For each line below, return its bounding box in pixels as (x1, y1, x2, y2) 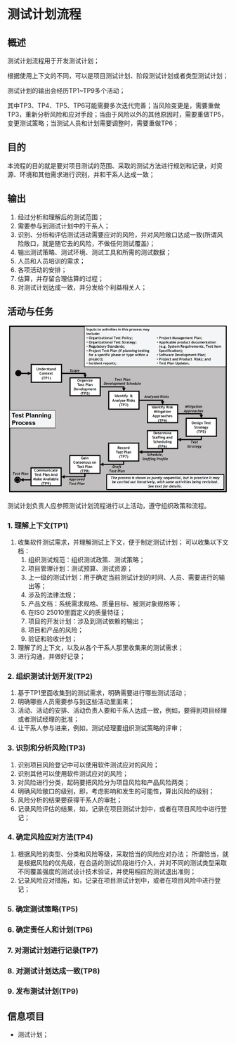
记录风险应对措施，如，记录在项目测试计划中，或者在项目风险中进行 (17, 876, 215, 884)
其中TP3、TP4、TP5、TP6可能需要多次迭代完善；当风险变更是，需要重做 (7, 101, 221, 110)
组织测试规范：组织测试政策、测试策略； (27, 555, 145, 564)
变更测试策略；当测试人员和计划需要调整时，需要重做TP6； (7, 119, 179, 127)
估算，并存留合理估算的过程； (17, 274, 104, 283)
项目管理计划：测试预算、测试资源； (27, 564, 133, 573)
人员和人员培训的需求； (17, 257, 86, 265)
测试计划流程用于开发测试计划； (7, 57, 100, 65)
